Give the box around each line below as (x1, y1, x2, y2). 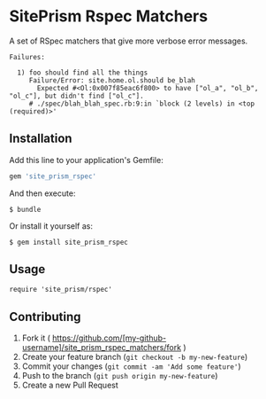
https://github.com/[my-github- (51, 332, 166, 343)
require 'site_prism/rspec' (9, 286, 113, 294)
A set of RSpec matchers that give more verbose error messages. (9, 35, 248, 46)
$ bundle (9, 205, 42, 214)
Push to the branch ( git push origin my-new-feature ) (21, 371, 218, 381)
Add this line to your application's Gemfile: (9, 154, 163, 165)
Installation (9, 131, 72, 146)
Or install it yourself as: (9, 220, 93, 231)
